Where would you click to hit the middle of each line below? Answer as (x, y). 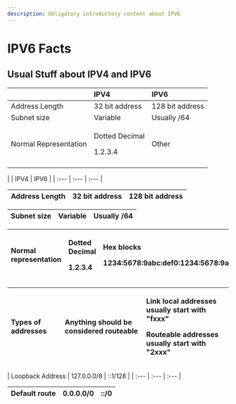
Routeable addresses (183, 334)
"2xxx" (159, 352)
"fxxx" (158, 318)
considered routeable (101, 331)
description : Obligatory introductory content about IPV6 (94, 14)
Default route (33, 393)
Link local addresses (182, 301)
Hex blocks (122, 247)
